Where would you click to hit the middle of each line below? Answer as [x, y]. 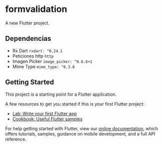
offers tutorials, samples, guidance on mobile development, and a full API [80, 134]
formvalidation [36, 9]
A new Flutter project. [27, 23]
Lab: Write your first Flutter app [45, 114]
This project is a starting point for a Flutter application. [61, 94]
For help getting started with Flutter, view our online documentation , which [82, 129]
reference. [16, 139]
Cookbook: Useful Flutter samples [47, 119]
